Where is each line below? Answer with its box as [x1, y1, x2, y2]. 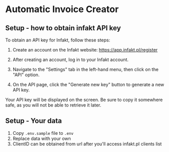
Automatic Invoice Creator [5, 4, 119, 15]
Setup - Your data [5, 117, 62, 125]
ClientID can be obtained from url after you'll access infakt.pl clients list [12, 140, 162, 147]
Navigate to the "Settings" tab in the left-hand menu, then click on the [12, 67, 159, 72]
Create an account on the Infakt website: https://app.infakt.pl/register [12, 47, 158, 53]
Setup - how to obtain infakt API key [5, 24, 121, 32]
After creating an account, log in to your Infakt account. [12, 57, 128, 63]
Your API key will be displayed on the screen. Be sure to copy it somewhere [5, 97, 163, 103]
